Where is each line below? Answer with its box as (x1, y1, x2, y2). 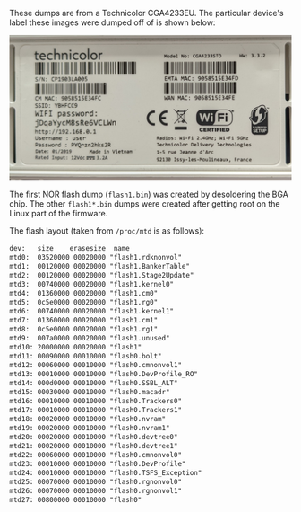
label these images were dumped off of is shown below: (9, 17, 216, 28)
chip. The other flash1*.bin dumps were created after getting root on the (9, 198, 280, 209)
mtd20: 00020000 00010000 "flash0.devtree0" (9, 432, 178, 441)
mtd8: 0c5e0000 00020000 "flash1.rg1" (9, 324, 159, 333)
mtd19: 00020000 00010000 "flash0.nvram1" (9, 423, 170, 432)
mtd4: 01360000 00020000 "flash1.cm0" (9, 288, 159, 297)
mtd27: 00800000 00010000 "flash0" (9, 495, 142, 504)
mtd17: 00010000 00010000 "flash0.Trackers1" (9, 405, 182, 414)
